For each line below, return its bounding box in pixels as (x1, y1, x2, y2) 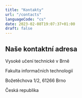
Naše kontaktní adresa (5, 45, 77, 53)
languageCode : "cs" (5, 17, 46, 22)
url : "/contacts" (5, 12, 42, 17)
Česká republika (5, 87, 39, 93)
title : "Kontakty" (5, 7, 44, 13)
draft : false (5, 26, 33, 31)
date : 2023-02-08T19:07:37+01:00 (5, 21, 75, 27)
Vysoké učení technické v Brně (5, 58, 69, 64)
